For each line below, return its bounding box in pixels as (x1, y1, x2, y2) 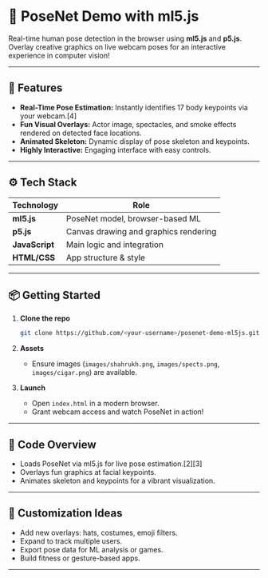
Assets (19, 344, 44, 353)
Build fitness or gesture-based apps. (19, 553, 141, 563)
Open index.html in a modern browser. (31, 399, 160, 409)
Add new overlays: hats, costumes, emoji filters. (19, 528, 178, 537)
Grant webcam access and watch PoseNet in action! (31, 407, 204, 417)
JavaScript (12, 239, 54, 250)
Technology (12, 199, 58, 210)
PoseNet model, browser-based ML (66, 213, 202, 224)
